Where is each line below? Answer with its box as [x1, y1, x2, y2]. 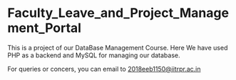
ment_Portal [7, 20, 82, 36]
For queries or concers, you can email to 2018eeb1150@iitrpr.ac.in [7, 64, 201, 73]
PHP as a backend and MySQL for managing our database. [7, 51, 180, 59]
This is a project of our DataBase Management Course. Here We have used [7, 43, 228, 52]
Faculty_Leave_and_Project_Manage [7, 5, 230, 21]
